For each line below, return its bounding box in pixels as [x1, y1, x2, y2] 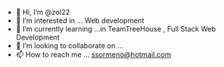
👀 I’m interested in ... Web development [15, 16, 145, 25]
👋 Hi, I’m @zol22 [15, 8, 70, 17]
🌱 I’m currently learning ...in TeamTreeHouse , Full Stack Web [15, 24, 216, 33]
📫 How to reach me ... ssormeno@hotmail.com [15, 50, 172, 59]
